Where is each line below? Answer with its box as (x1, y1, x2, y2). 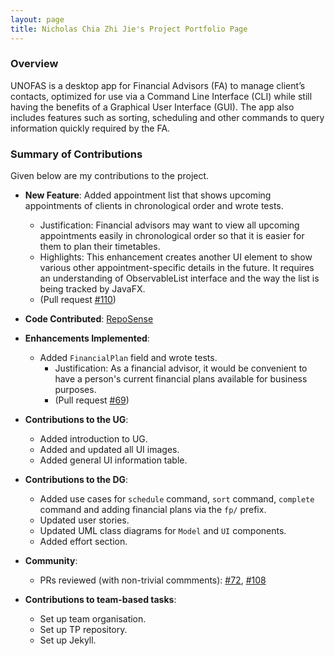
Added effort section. (39, 536, 128, 548)
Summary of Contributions (10, 147, 143, 161)
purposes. (54, 384, 97, 396)
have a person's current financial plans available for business (54, 373, 308, 385)
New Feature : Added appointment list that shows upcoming (24, 189, 272, 201)
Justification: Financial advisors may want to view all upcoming (39, 219, 300, 231)
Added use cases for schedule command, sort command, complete (39, 493, 315, 505)
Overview (10, 57, 59, 71)
